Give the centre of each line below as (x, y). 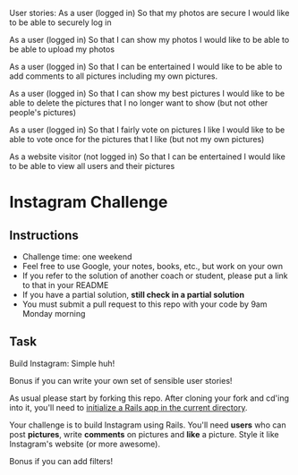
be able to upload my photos (62, 49)
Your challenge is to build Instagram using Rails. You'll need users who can (148, 425)
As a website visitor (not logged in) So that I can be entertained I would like (148, 157)
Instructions (44, 235)
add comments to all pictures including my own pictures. (113, 76)
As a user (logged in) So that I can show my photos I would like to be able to (149, 40)
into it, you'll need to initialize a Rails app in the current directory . (128, 407)
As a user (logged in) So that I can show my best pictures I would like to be (147, 93)
